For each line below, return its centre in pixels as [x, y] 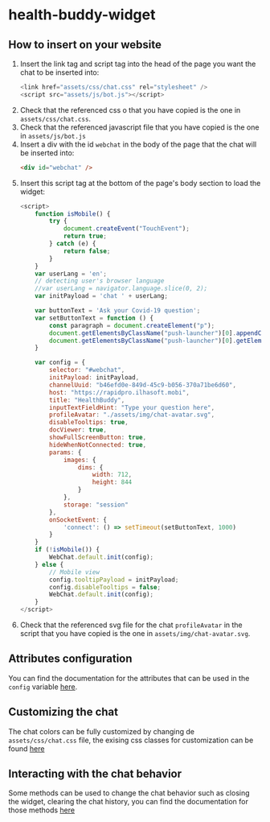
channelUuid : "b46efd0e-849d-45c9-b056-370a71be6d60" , [143, 385]
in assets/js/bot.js [53, 135]
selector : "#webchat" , [87, 370]
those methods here [41, 810]
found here [27, 748]
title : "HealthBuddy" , [87, 400]
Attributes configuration [70, 659]
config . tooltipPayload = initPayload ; [114, 580]
